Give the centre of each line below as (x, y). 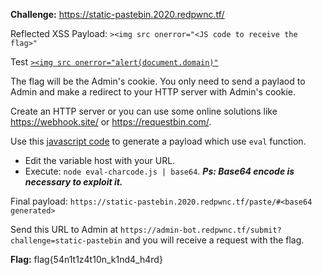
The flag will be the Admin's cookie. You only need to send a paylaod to (158, 81)
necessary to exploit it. (73, 182)
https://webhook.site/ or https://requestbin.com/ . (111, 122)
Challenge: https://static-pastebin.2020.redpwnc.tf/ (117, 14)
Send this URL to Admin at (64, 229)
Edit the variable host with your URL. (100, 160)
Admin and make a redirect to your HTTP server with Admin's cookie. (153, 92)
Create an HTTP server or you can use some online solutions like (144, 111)
